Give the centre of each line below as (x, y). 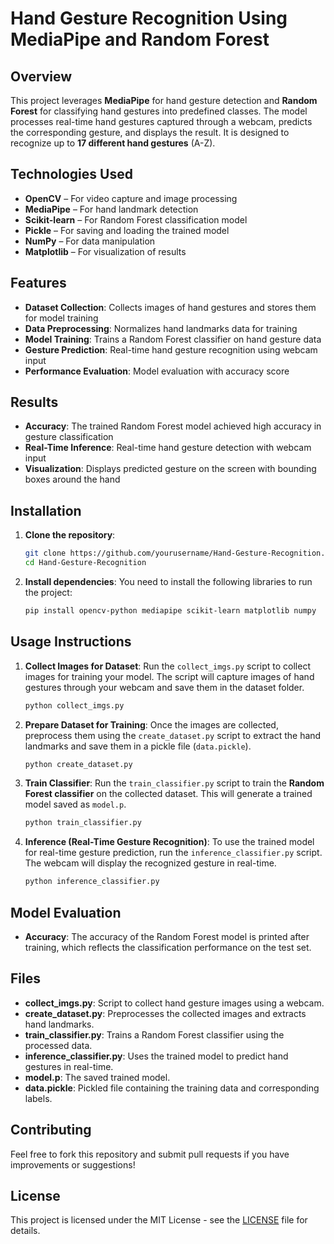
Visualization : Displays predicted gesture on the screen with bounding (170, 469)
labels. (38, 1098)
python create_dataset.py (78, 764)
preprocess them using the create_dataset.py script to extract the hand (173, 735)
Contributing (51, 1130)
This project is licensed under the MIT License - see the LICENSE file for (159, 1220)
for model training (61, 318)
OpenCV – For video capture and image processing (131, 198)
